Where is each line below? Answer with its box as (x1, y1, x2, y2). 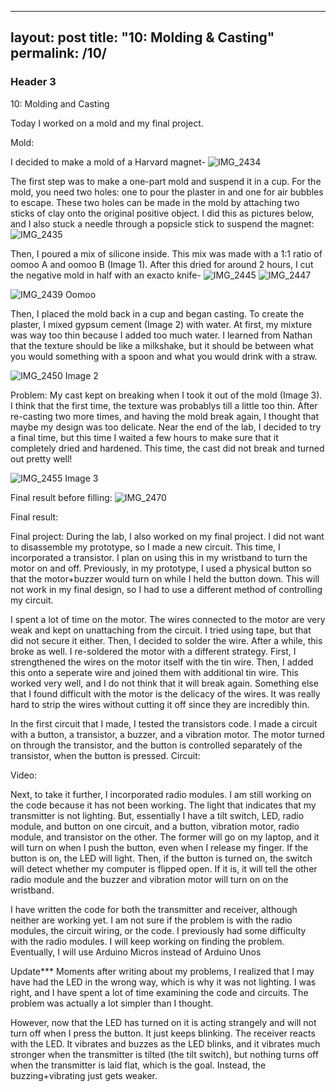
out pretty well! (10, 452, 73, 465)
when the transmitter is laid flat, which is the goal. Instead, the (10, 1059, 267, 1071)
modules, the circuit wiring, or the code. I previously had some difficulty (10, 924, 307, 936)
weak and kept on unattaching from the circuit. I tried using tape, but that (10, 624, 312, 636)
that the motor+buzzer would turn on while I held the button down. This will (10, 572, 320, 585)
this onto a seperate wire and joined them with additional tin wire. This (10, 666, 299, 678)
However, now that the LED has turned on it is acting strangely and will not (10, 1016, 317, 1028)
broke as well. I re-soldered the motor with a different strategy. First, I (10, 645, 297, 657)
